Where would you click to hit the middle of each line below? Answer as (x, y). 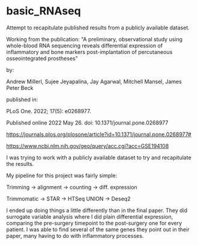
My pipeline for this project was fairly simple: (62, 176)
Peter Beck (20, 87)
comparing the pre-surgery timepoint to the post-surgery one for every (94, 223)
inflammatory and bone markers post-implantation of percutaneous (89, 52)
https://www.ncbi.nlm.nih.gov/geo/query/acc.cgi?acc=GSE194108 (88, 146)
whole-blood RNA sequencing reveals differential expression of (85, 46)
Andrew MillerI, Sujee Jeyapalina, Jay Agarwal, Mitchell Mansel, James (94, 81)
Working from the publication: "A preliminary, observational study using (94, 39)
